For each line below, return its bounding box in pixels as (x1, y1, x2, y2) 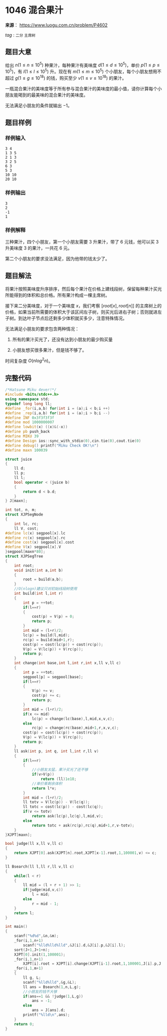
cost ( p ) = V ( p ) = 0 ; (31, 614, 75, 619)
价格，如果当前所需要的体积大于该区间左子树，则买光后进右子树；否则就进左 (5, 309, 162, 315)
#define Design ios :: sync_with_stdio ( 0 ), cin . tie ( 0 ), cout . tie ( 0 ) (5, 438, 141, 443)
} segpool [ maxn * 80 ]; (5, 549, 46, 554)
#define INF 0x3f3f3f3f (5, 415, 55, 420)
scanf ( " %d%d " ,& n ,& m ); (14, 934, 59, 939)
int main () (5, 924, 28, 929)
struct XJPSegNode (5, 512, 43, 517)
